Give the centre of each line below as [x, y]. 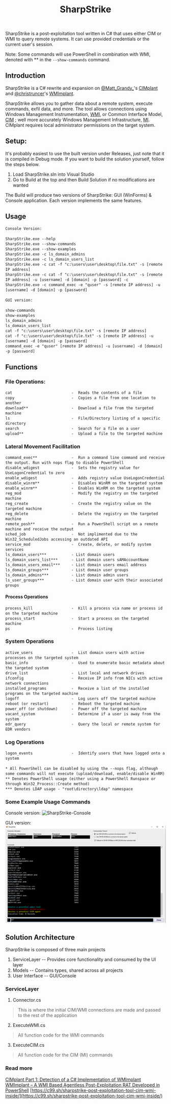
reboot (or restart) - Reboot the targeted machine [73, 703]
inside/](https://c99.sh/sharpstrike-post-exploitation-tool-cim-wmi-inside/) [84, 1096]
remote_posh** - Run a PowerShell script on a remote [82, 524]
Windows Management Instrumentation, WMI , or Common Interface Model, [84, 114]
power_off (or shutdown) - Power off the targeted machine [76, 709]
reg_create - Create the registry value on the [78, 504]
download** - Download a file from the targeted [79, 408]
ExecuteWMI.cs [29, 1025]
